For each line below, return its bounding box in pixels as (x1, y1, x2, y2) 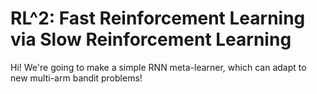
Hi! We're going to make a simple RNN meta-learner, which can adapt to (10, 61, 307, 73)
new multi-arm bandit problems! (10, 72, 143, 84)
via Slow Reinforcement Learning (10, 28, 292, 51)
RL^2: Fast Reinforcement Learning (10, 7, 306, 30)
